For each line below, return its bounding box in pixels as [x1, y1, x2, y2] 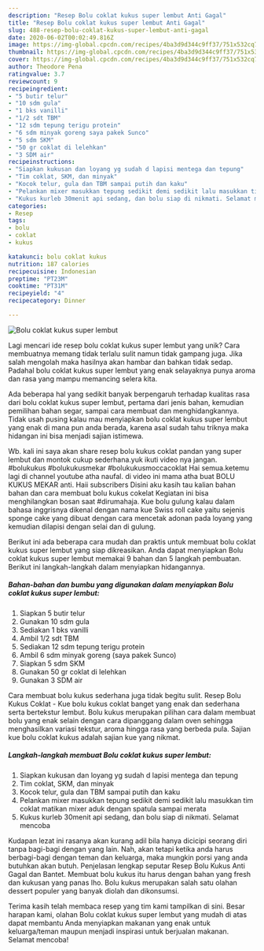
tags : [8, 217, 26, 225]
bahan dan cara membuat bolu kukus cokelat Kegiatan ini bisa [8, 488, 209, 497]
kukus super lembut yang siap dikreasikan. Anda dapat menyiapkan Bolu [8, 545, 244, 555]
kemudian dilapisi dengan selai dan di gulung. [8, 522, 156, 531]
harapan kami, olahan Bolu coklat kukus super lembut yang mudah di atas [8, 909, 247, 919]
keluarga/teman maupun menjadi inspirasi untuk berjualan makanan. [8, 927, 229, 936]
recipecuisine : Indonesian [8, 267, 97, 276]
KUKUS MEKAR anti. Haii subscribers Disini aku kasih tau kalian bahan [8, 480, 236, 489]
